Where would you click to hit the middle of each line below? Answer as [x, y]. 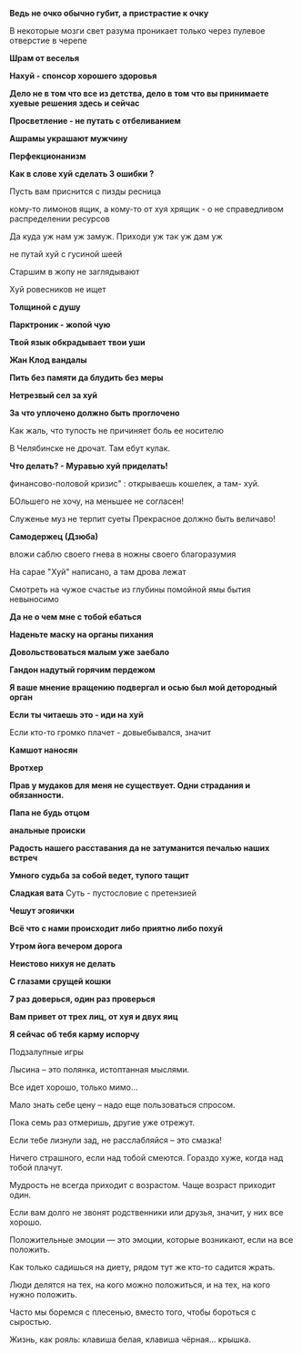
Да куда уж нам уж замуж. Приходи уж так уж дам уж [116, 236]
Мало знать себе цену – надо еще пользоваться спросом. [122, 1105]
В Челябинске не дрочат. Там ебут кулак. [90, 448]
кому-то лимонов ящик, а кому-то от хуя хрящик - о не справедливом [146, 209]
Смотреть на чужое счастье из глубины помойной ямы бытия [131, 590]
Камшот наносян [44, 750]
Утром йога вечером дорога [66, 946]
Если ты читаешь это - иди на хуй [76, 715]
